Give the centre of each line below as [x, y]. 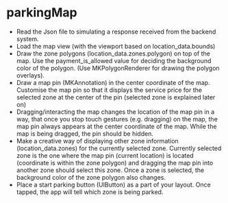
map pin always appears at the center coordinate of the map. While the [116, 126]
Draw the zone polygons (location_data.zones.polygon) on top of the [113, 53]
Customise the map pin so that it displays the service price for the [109, 90]
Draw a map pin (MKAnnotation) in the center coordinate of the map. [113, 82]
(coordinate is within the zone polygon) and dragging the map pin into [115, 163]
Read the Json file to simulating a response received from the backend [116, 32]
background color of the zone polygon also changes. [91, 177]
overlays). [30, 75]
